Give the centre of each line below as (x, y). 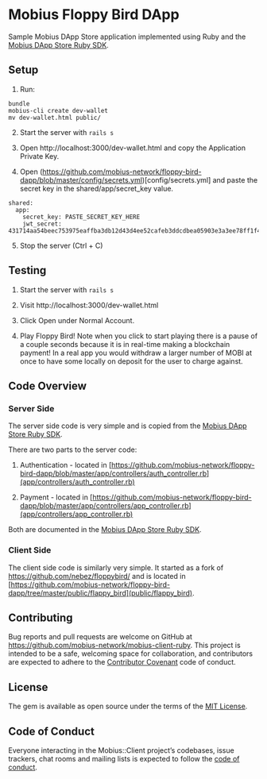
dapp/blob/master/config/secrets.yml (81, 179)
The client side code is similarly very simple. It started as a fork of (116, 567)
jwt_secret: (42, 224)
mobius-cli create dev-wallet (58, 110)
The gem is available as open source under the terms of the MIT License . (128, 706)
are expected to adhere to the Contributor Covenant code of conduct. (122, 662)
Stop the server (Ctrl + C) (61, 245)
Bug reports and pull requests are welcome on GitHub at (101, 637)
